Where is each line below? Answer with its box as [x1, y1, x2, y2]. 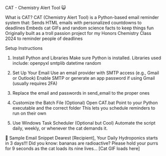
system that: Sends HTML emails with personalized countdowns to [5, 20, 142, 25]
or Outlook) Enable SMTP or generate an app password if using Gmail [12, 75, 155, 81]
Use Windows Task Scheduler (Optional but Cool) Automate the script [12, 120, 156, 126]
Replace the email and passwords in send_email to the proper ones [12, 90, 150, 96]
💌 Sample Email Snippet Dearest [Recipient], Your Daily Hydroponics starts [5, 135, 158, 141]
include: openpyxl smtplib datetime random [12, 60, 101, 66]
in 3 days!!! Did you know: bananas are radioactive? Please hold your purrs [5, 140, 158, 146]
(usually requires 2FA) [12, 80, 58, 86]
